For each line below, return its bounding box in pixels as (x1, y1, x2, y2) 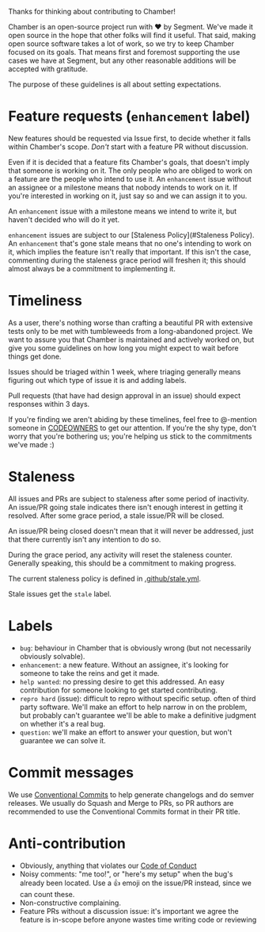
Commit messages (8, 763, 134, 781)
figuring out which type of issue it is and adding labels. (8, 375, 187, 385)
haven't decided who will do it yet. (8, 214, 120, 224)
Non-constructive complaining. (19, 898, 121, 907)
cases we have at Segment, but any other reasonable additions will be (8, 56, 237, 65)
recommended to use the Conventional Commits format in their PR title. (8, 807, 240, 816)
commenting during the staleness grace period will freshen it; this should (8, 255, 247, 265)
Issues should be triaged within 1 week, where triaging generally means (8, 366, 241, 376)
